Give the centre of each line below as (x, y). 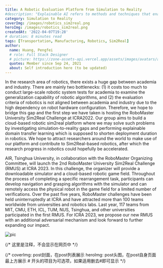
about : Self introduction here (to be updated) (58, 68)
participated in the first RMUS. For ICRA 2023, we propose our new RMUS (79, 215)
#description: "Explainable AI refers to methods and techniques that (78, 14)
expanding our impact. (27, 225)
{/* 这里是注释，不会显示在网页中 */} (41, 244)
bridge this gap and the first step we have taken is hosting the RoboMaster (80, 113)
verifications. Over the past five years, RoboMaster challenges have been (78, 194)
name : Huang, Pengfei (31, 50)
